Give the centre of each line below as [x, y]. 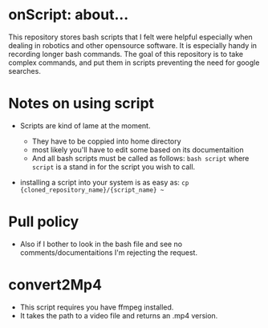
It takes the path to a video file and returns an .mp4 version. [119, 315]
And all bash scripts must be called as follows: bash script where [140, 158]
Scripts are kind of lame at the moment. [85, 125]
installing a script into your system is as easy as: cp [104, 182]
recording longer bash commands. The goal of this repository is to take [126, 54]
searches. [25, 71]
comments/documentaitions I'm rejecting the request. [109, 252]
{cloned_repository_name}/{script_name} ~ [92, 190]
